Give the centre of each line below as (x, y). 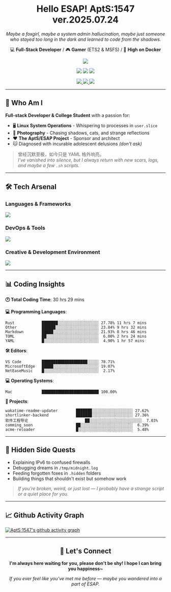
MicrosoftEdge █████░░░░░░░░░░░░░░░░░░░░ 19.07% (60, 366)
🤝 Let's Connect (85, 551)
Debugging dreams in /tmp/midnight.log (55, 467)
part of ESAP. (85, 584)
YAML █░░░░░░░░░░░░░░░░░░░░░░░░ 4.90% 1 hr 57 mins (75, 341)
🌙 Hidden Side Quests (40, 450)
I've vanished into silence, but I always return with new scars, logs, (88, 160)
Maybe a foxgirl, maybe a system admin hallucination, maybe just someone (85, 34)
